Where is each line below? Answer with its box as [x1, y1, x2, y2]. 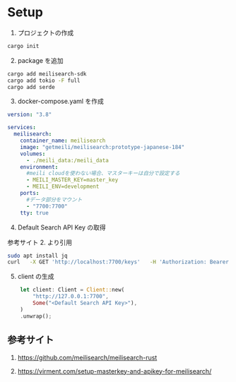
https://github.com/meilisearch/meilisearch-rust [17, 353, 158, 362]
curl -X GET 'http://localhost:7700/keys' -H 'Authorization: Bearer [7, 258, 230, 265]
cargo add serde [7, 83, 55, 90]
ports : [20, 190, 40, 197]
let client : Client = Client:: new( [20, 287, 125, 294]
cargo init [7, 42, 40, 49]
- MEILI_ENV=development [25, 183, 100, 191]
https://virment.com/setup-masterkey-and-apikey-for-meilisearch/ [17, 366, 212, 375]
